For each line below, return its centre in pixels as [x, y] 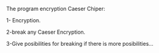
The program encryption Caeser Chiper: [56, 9]
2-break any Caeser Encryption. [46, 32]
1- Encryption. [23, 20]
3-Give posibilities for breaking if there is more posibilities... [80, 44]
